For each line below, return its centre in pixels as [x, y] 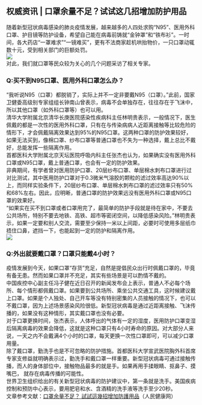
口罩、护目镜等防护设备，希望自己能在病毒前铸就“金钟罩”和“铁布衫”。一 [95, 34]
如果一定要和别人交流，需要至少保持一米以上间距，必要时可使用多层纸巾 [106, 223]
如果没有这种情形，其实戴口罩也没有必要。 [75, 313]
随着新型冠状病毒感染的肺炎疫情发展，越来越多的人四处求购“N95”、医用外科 [101, 27]
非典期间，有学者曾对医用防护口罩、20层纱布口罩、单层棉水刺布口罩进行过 [99, 170]
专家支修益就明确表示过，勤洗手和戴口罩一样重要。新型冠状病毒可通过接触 [98, 359]
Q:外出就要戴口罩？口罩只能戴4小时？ [61, 254]
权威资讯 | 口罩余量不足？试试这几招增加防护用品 [96, 11]
